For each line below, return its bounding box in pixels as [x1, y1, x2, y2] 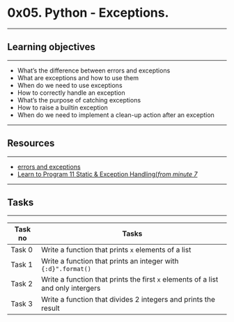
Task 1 [10, 260, 33, 270]
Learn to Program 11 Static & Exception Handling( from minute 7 [17, 169, 198, 178]
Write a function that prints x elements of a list [40, 245, 192, 255]
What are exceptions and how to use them [17, 73, 139, 82]
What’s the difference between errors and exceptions [17, 66, 171, 75]
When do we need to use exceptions [17, 81, 123, 89]
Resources [7, 137, 55, 149]
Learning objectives [7, 41, 96, 53]
